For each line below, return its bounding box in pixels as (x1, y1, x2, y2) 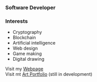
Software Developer (5, 4, 56, 11)
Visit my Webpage (5, 66, 44, 72)
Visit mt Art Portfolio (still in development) (5, 71, 92, 77)
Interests (5, 17, 28, 24)
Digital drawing (12, 56, 45, 62)
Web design (12, 45, 38, 52)
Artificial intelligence (12, 40, 56, 46)
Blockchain (12, 34, 36, 40)
